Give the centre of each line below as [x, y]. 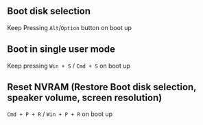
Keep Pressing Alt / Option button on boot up [70, 27]
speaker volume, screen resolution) [85, 98]
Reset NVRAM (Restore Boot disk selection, [102, 87]
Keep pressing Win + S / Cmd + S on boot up [69, 66]
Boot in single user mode [61, 50]
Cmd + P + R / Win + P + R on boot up [60, 114]
